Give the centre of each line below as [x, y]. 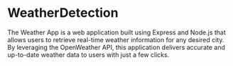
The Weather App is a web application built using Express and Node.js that [116, 32]
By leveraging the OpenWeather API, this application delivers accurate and [116, 47]
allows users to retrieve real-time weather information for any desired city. [116, 39]
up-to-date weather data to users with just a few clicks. [88, 55]
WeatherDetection [63, 13]
